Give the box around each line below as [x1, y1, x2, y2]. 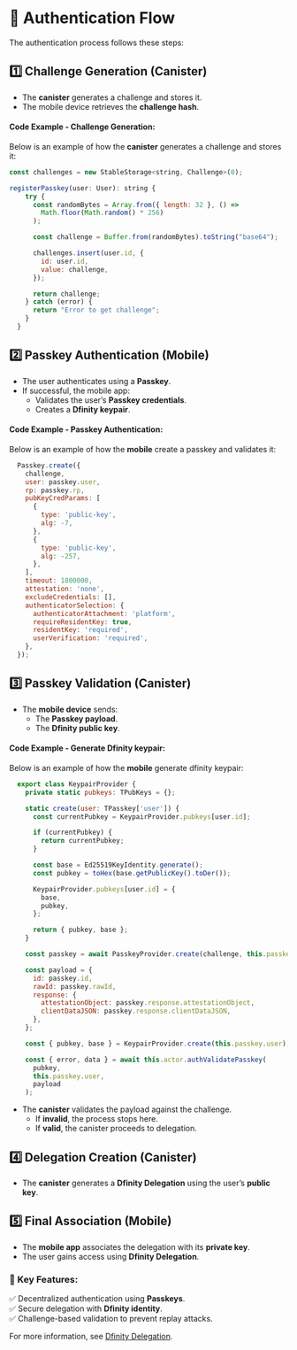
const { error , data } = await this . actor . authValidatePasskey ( [25, 1055, 267, 1064]
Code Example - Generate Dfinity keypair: [9, 743, 166, 753]
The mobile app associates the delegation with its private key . [21, 1241, 250, 1252]
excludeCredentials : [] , [25, 592, 117, 601]
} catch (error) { [25, 297, 93, 306]
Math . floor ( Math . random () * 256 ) [41, 208, 164, 218]
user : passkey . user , [25, 477, 101, 486]
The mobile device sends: [21, 704, 118, 714]
